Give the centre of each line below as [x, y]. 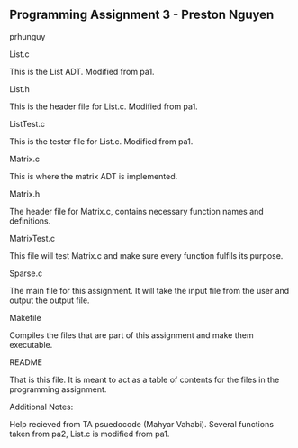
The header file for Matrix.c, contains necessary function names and [136, 211]
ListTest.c [27, 123]
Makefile [26, 317]
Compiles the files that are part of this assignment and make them [131, 335]
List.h [19, 88]
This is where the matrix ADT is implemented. [94, 176]
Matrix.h [25, 194]
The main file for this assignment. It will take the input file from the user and [149, 290]
